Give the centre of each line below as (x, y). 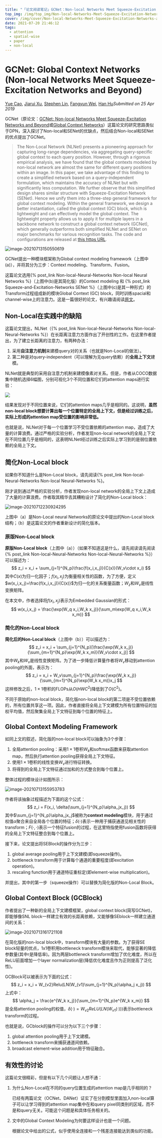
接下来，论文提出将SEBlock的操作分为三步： (49, 844)
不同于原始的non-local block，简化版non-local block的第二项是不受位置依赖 (80, 699)
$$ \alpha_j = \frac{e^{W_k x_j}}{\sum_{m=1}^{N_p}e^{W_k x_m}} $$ (81, 1000)
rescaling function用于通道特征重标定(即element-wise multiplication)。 (82, 872)
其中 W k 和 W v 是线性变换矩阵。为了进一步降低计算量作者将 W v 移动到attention (80, 661)
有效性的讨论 (24, 1065)
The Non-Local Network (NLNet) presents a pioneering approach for (85, 146)
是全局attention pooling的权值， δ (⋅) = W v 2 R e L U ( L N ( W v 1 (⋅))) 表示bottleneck (79, 1009)
